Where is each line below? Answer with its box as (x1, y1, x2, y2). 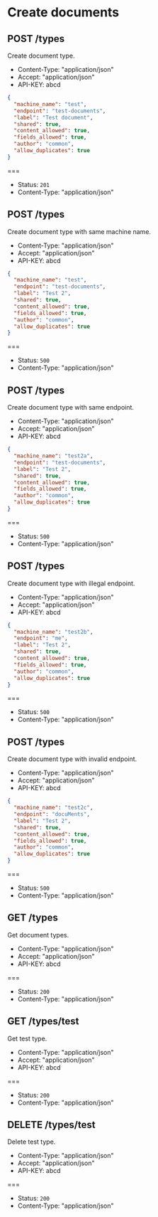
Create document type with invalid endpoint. (7, 755, 137, 763)
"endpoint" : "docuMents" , (13, 811, 91, 818)
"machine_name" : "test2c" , (13, 804, 94, 812)
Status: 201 (17, 180, 50, 188)
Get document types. (7, 930, 69, 939)
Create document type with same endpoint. (7, 403, 135, 412)
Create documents (7, 4, 120, 21)
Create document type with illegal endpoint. (7, 579, 135, 588)
